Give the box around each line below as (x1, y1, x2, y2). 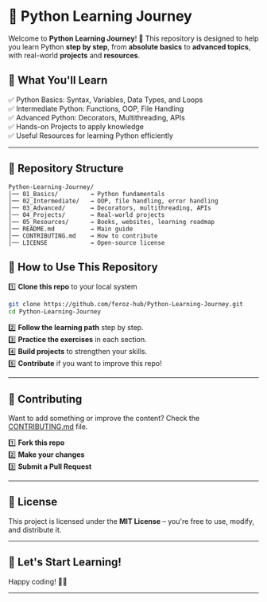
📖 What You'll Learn (8, 73, 108, 87)
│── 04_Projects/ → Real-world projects (8, 211, 165, 218)
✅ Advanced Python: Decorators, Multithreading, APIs (8, 112, 185, 122)
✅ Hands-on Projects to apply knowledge (8, 121, 145, 131)
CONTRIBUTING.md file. (8, 422, 88, 431)
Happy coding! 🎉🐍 (8, 576, 68, 586)
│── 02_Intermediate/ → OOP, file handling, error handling (8, 197, 219, 205)
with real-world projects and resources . (8, 50, 141, 60)
